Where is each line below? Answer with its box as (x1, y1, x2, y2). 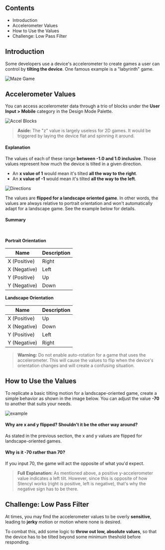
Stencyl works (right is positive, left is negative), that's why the (17, 481, 146, 487)
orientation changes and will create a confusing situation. (17, 363, 135, 368)
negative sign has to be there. (17, 486, 79, 492)
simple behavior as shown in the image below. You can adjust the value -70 (5, 395, 160, 401)
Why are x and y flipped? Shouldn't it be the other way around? (5, 422, 138, 428)
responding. (5, 539, 30, 545)
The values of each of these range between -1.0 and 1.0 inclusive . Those (5, 155, 157, 161)
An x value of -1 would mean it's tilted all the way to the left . (12, 176, 137, 182)
